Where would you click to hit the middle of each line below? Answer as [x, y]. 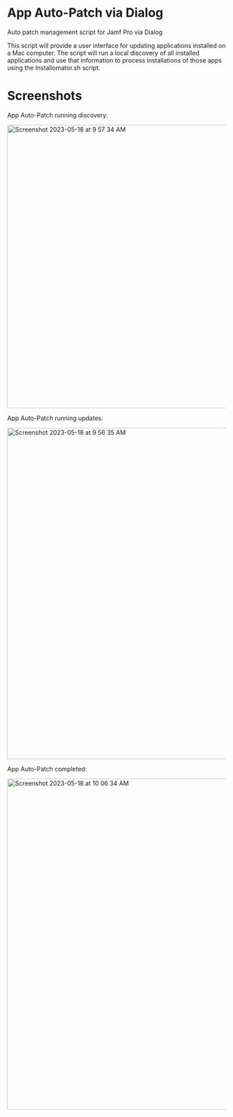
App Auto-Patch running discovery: [58, 115]
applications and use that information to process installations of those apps [114, 60]
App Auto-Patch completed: [47, 769]
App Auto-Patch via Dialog [85, 13]
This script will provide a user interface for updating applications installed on [116, 45]
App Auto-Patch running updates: [55, 418]
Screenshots [45, 96]
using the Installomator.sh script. [54, 67]
